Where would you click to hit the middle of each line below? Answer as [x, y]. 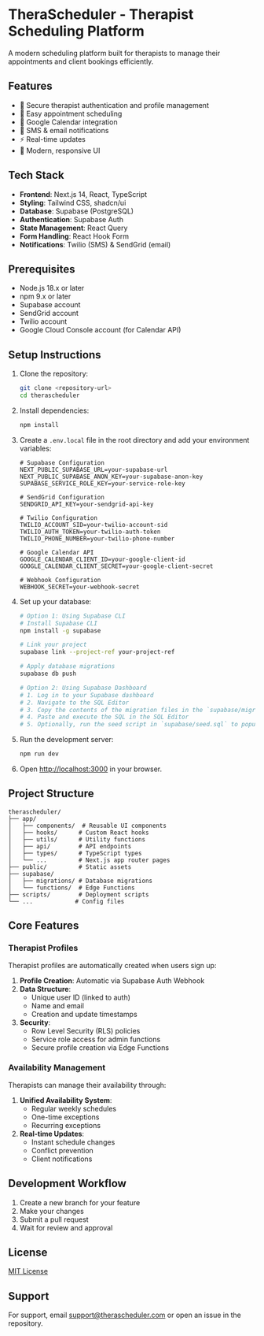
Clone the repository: [54, 374]
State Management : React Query [73, 228]
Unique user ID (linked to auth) [81, 997]
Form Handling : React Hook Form [74, 236]
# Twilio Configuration [59, 518]
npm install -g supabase [60, 631]
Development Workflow [68, 1184]
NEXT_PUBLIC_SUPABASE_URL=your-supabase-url [93, 469]
